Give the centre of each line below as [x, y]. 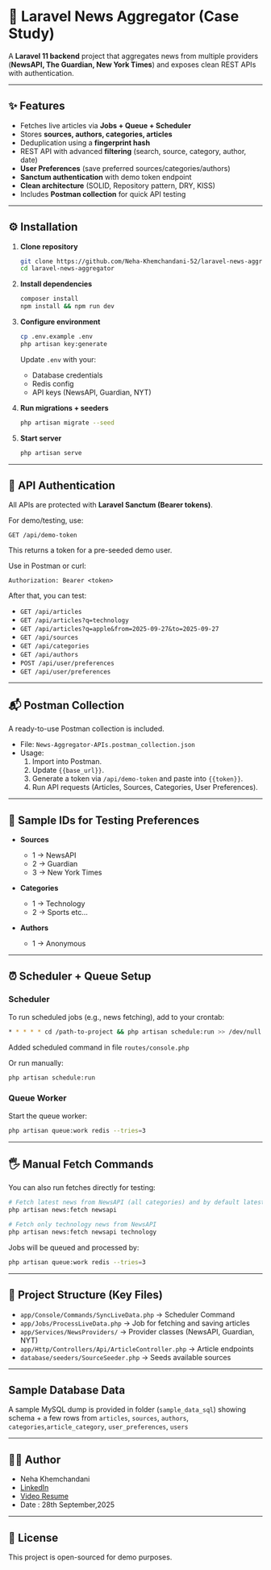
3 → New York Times [67, 872]
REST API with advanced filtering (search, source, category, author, [133, 151]
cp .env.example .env [56, 337]
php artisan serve [51, 453]
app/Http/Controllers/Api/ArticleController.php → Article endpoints [137, 1349]
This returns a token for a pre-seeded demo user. [90, 550]
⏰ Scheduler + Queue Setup [80, 977]
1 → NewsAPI [54, 855]
